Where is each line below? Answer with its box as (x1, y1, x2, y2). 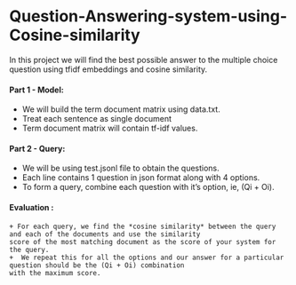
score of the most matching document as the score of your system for (9, 237, 276, 246)
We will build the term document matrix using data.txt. (21, 104, 220, 115)
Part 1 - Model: (9, 84, 64, 95)
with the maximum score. (9, 268, 101, 277)
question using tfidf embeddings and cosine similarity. (9, 64, 208, 75)
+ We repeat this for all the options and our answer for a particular (9, 253, 284, 262)
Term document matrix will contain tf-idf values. (21, 123, 198, 134)
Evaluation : (9, 202, 54, 212)
